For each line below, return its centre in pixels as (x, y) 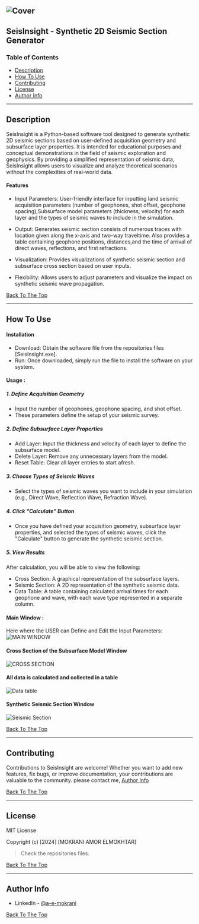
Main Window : (25, 618)
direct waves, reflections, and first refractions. (71, 248)
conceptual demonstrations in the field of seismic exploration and (86, 153)
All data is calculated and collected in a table (62, 678)
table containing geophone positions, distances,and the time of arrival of (103, 242)
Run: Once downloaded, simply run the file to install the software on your (104, 360)
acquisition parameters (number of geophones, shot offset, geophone (100, 205)
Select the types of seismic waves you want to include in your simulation (103, 491)
